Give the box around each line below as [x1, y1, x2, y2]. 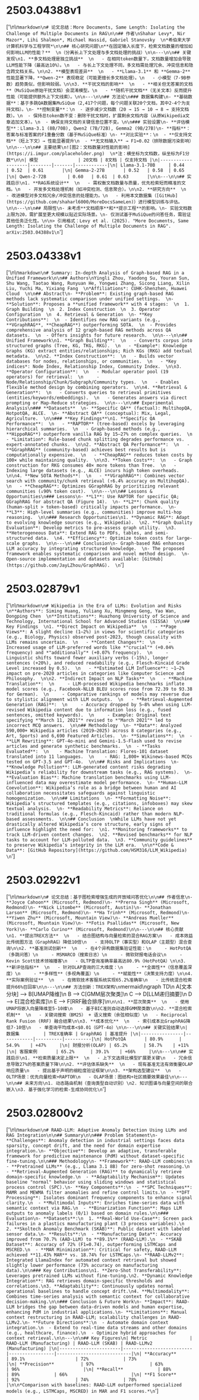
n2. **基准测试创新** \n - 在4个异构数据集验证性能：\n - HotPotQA [18, 945, 191, 951]
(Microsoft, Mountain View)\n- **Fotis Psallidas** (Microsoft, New [6, 920, 179, 926]
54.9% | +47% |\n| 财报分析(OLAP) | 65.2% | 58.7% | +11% [6, 1042, 189, 1048]
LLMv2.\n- [6, 1319, 31, 1326]
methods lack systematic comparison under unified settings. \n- [6, 295, 174, 302]
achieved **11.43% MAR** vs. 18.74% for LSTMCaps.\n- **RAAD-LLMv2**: [6, 1252, 185, 1258]
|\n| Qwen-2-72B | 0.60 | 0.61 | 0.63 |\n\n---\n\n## [6, 174, 185, 180]
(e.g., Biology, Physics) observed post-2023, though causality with [6, 634, 182, 640]
